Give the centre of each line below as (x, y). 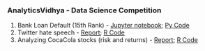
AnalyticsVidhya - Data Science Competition (84, 10)
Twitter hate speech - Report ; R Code (71, 32)
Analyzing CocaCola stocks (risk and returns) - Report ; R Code (108, 40)
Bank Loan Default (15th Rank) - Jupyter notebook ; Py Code (103, 25)
